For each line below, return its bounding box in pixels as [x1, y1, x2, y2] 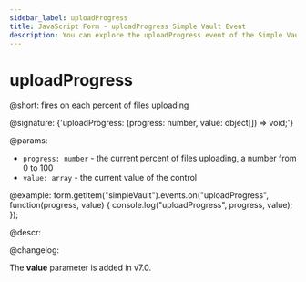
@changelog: [9, 245, 60, 256]
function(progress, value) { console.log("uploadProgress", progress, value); [9, 200, 293, 211]
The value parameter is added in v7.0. [9, 262, 152, 274]
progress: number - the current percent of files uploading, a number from [22, 152, 297, 164]
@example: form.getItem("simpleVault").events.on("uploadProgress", [9, 190, 269, 201]
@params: [9, 135, 48, 146]
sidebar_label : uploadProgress [9, 13, 128, 23]
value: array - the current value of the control [22, 172, 198, 183]
